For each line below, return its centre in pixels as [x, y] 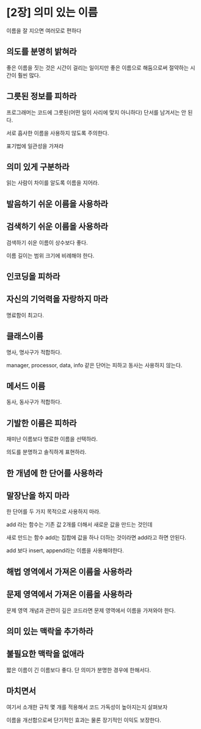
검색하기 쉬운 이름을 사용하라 [57, 227]
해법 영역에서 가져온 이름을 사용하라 [69, 572]
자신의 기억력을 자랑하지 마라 [57, 299]
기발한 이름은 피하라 [42, 423]
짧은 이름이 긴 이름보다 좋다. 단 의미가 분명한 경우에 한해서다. [79, 670]
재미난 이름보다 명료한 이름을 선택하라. [52, 439]
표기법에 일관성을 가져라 [35, 146]
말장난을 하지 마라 [38, 496]
